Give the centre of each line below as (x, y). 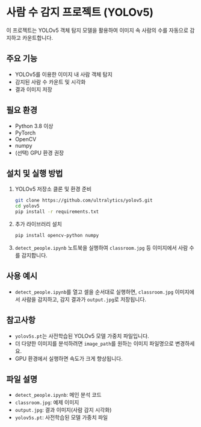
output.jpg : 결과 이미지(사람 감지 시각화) (63, 410)
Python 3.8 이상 (34, 126)
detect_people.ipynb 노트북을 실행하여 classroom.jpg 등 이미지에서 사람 (101, 247)
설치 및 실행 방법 (35, 173)
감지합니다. (35, 255)
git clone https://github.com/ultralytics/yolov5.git (84, 201)
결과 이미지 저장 (33, 89)
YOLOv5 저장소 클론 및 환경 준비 (53, 189)
